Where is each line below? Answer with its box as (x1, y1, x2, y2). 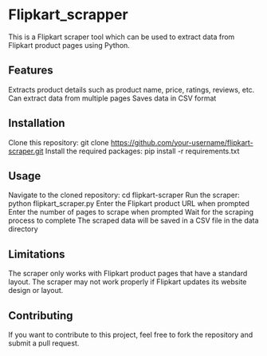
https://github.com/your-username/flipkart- (110, 137, 253, 147)
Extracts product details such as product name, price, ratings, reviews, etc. (8, 85, 255, 94)
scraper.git (8, 146, 44, 156)
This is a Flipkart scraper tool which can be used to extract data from (8, 32, 235, 42)
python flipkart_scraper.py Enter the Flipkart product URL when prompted (8, 199, 249, 208)
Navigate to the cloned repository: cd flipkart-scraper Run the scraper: (8, 190, 241, 200)
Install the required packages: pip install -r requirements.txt (45, 146, 240, 156)
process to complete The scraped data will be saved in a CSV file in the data (8, 216, 259, 225)
